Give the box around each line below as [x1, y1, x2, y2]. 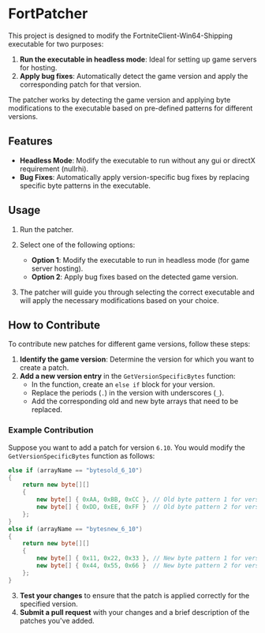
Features [8, 135, 53, 148]
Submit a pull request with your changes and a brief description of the [19, 607, 250, 616]
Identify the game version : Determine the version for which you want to [19, 354, 255, 364]
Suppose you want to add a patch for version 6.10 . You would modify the [8, 443, 246, 452]
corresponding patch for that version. [19, 80, 142, 89]
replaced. [31, 405, 63, 414]
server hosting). [31, 264, 84, 273]
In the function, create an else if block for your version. [31, 380, 215, 389]
